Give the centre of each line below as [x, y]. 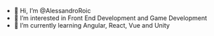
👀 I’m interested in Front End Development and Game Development [111, 18]
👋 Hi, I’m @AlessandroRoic [52, 11]
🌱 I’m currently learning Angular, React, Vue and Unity [92, 25]
